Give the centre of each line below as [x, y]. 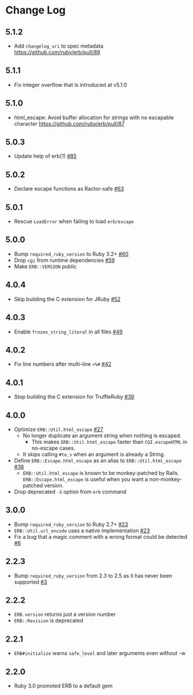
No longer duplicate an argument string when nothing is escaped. [102, 436]
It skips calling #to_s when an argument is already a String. [94, 454]
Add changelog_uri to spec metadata [59, 46]
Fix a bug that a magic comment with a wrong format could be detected [101, 537]
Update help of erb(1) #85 [45, 156]
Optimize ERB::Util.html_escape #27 [58, 429]
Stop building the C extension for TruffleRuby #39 [74, 397]
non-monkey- [165, 479]
